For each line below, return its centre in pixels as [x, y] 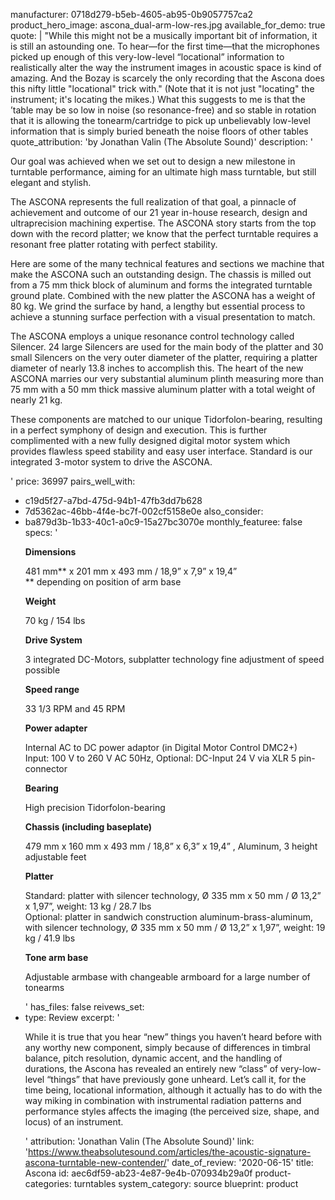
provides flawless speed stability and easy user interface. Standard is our [161, 451]
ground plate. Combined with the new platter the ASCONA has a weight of [163, 295]
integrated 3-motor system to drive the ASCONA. [111, 462]
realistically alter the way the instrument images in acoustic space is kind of [166, 67]
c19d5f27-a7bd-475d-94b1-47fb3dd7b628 [113, 500]
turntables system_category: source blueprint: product [186, 1183]
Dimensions [50, 552]
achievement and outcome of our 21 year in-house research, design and [159, 212]
